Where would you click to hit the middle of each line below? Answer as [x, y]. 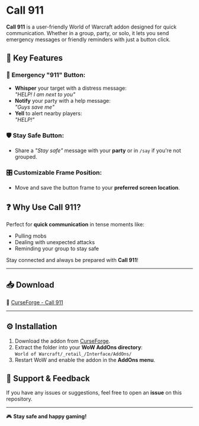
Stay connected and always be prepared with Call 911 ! [72, 260]
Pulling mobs [31, 236]
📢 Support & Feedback [48, 379]
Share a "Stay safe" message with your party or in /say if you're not [98, 150]
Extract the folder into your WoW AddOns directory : [79, 347]
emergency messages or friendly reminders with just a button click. [88, 39]
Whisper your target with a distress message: [70, 88]
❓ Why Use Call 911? [44, 207]
